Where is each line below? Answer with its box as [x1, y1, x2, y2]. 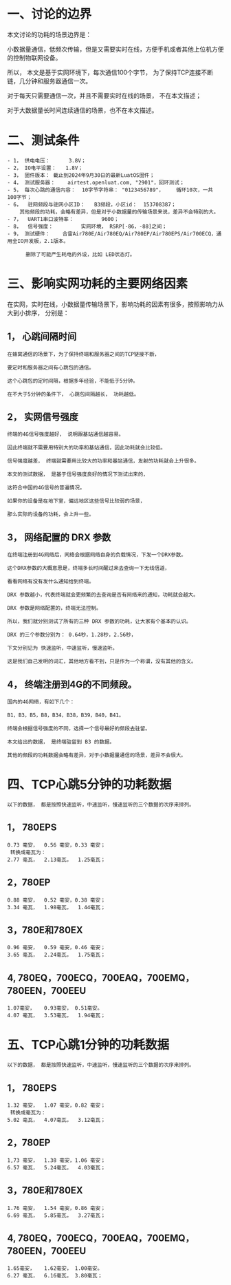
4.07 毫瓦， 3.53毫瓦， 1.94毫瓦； [7, 1012, 106, 1019]
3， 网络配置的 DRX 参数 [7, 531, 111, 543]
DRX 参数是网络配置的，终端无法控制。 [7, 605, 102, 612]
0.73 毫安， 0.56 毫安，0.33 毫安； [7, 841, 106, 849]
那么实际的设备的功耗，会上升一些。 [7, 511, 95, 518]
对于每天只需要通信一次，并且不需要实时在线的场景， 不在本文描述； [7, 91, 201, 100]
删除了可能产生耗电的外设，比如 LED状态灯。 [25, 251, 135, 258]
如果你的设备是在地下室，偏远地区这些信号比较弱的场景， [7, 498, 146, 505]
